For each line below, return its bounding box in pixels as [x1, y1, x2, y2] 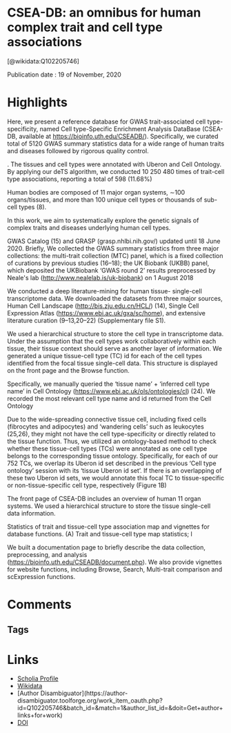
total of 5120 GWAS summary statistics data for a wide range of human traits [7, 139, 225, 148]
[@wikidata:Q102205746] [7, 57, 79, 65]
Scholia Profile [17, 674, 59, 683]
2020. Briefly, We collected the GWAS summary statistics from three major [7, 244, 219, 253]
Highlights [7, 95, 68, 110]
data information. [7, 509, 56, 517]
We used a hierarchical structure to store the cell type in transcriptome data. [7, 329, 224, 338]
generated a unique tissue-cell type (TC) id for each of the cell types [7, 351, 202, 360]
